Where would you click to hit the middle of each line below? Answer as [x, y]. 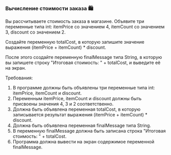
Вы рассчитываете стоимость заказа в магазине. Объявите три [75, 21]
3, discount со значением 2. [35, 32]
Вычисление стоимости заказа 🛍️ [49, 8]
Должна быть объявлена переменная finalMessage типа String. [82, 126]
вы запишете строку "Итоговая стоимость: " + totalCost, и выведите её [83, 63]
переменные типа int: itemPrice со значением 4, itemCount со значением [85, 27]
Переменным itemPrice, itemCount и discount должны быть [77, 99]
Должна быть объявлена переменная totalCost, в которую [77, 109]
